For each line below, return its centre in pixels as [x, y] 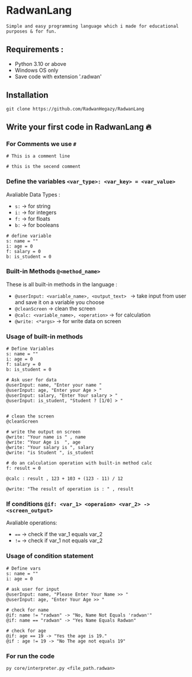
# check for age [26, 631]
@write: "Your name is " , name [46, 437]
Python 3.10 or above [40, 64]
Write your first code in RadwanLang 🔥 [79, 127]
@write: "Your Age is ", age [44, 442]
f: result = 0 [24, 469]
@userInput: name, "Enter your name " [54, 385]
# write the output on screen [44, 432]
